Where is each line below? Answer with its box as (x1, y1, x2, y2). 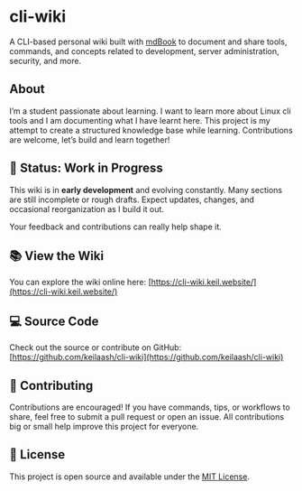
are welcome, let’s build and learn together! (9, 134, 170, 145)
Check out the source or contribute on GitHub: (9, 342, 182, 353)
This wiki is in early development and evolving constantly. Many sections (9, 184, 283, 195)
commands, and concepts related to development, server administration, (9, 45, 279, 56)
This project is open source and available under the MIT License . (9, 471, 251, 482)
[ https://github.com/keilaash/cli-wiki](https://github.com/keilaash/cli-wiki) (9, 352, 284, 363)
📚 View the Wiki (9, 248, 105, 264)
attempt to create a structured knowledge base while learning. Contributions (9, 125, 293, 135)
